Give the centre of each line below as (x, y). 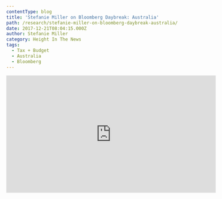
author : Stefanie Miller (37, 34)
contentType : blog (29, 12)
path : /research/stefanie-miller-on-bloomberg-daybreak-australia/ (92, 23)
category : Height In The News (44, 39)
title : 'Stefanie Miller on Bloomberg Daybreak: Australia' (83, 17)
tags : (13, 45)
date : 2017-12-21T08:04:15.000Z (46, 28)
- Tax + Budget (31, 51)
